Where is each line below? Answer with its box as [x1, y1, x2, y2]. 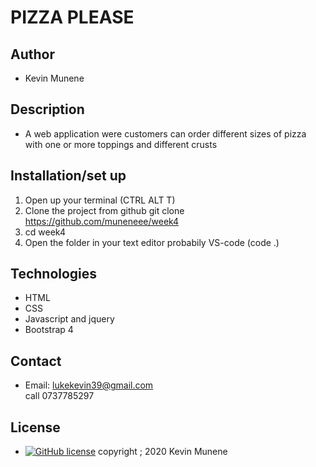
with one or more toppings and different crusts [24, 138, 218, 150]
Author [10, 46, 55, 63]
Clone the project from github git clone [24, 204, 185, 216]
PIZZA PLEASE [10, 6, 135, 29]
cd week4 [24, 226, 66, 238]
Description [10, 101, 85, 118]
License [10, 419, 61, 436]
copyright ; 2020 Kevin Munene [98, 446, 228, 458]
